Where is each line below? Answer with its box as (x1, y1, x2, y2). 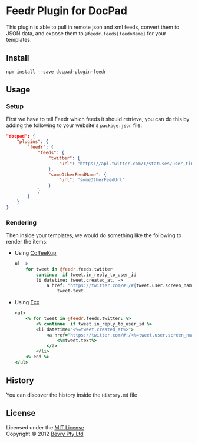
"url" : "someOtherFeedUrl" (58, 177, 126, 183)
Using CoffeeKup (14, 249, 57, 257)
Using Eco (14, 299, 40, 306)
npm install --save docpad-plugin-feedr (6, 69, 107, 75)
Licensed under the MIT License (6, 424, 84, 431)
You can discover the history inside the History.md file (6, 391, 137, 398)
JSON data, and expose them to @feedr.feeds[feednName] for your (6, 29, 167, 36)
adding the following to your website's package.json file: (6, 122, 143, 129)
